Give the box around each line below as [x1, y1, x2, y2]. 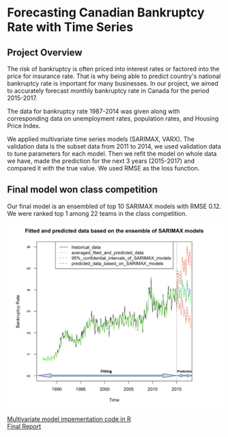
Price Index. [7, 122, 41, 129]
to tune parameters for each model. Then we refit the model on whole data [7, 149, 217, 158]
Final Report [7, 423, 42, 431]
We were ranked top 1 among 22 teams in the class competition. [7, 209, 188, 217]
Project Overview [7, 47, 83, 58]
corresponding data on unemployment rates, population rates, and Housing [7, 114, 219, 123]
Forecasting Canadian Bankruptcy [7, 5, 205, 21]
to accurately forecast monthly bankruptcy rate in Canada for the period [7, 87, 210, 95]
